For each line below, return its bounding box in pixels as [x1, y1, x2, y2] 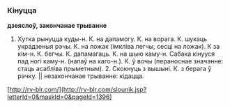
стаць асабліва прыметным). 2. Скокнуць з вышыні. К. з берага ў [17, 65, 212, 73]
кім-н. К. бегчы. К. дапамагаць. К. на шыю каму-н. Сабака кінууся [17, 49, 215, 58]
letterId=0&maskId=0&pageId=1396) [7, 93, 113, 101]
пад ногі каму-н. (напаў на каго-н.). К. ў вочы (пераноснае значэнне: [17, 57, 224, 65]
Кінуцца [7, 6, 37, 15]
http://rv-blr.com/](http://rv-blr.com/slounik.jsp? [9, 86, 147, 94]
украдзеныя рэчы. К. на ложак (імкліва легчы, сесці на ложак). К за [17, 43, 220, 51]
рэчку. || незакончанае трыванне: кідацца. [17, 72, 144, 80]
